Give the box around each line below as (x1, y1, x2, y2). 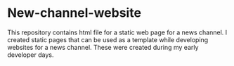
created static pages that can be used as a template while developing (7, 35, 209, 44)
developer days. (7, 51, 54, 59)
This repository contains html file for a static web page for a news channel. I (7, 28, 228, 37)
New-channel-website (7, 5, 142, 21)
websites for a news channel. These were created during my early (7, 43, 199, 51)
